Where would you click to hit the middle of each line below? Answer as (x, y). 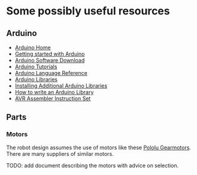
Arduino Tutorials (36, 67)
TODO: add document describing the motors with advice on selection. (93, 165)
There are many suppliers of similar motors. (60, 153)
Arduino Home (33, 47)
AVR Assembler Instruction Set (53, 98)
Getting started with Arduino (50, 54)
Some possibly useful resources (88, 11)
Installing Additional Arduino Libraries (61, 86)
